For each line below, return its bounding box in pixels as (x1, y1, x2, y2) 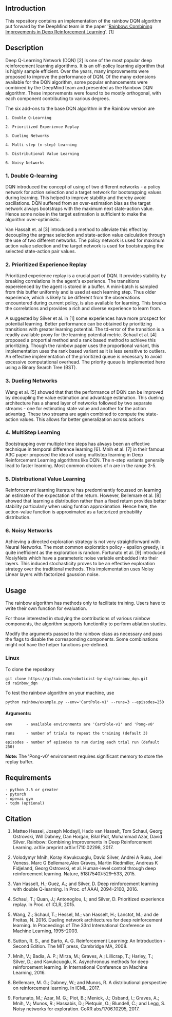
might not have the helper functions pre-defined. (5, 642, 109, 648)
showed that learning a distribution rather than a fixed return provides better (5, 498, 167, 504)
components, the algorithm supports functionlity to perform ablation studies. (5, 621, 167, 627)
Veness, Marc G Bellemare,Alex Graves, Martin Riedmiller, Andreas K (12, 860, 158, 866)
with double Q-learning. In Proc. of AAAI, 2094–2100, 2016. (12, 886, 139, 892)
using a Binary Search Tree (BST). (5, 364, 77, 371)
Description (5, 44, 44, 52)
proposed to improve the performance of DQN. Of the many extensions (5, 73, 156, 80)
